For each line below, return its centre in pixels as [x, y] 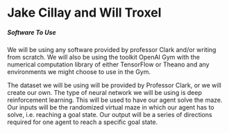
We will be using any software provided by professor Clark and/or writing [112, 50]
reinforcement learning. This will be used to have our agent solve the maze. [115, 100]
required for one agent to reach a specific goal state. [83, 122]
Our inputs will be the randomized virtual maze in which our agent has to [111, 107]
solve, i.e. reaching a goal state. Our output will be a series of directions [110, 115]
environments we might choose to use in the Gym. [79, 72]
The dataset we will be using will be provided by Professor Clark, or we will [114, 85]
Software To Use [32, 32]
